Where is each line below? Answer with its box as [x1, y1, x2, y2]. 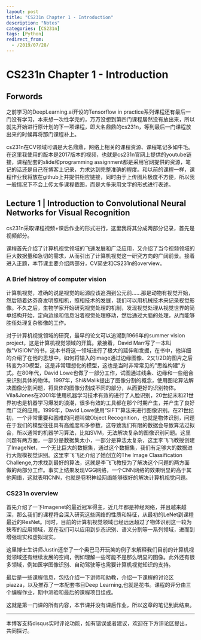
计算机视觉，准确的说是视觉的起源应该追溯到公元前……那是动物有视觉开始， [6, 289, 194, 296]
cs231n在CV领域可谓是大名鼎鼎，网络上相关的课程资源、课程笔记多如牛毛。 [6, 143, 194, 150]
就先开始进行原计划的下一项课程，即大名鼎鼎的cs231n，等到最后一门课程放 [6, 123, 191, 130]
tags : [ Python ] [6, 31, 44, 37]
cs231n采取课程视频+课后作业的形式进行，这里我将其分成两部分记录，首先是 [6, 224, 195, 231]
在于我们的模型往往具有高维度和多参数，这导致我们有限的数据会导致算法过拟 [6, 421, 195, 428]
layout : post [6, 8, 39, 15]
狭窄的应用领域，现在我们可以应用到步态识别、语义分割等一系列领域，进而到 [6, 526, 195, 533]
